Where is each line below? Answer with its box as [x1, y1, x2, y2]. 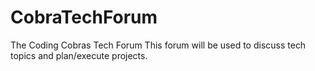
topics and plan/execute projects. [10, 49, 148, 61]
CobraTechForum [10, 6, 158, 29]
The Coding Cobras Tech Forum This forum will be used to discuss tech [10, 39, 307, 51]
